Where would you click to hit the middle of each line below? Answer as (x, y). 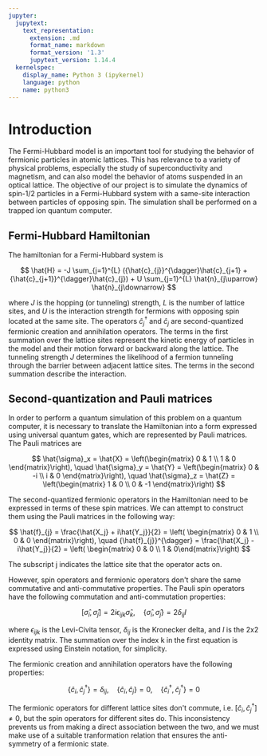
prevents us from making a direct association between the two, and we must (134, 726)
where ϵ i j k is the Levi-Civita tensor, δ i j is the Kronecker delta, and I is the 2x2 (133, 631)
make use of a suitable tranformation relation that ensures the (110, 735)
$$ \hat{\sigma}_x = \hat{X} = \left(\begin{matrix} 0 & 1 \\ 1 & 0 (134, 459)
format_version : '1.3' (67, 53)
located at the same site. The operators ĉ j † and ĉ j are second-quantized (126, 321)
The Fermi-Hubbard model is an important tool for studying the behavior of (132, 152)
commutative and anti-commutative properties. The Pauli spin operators (127, 589)
